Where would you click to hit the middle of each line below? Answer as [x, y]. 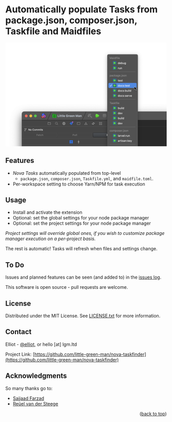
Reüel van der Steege [35, 403]
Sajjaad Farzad [28, 398]
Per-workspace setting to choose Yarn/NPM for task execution [79, 184]
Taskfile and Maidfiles [53, 31]
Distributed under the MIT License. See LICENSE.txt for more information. [83, 316]
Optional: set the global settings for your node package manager [81, 218]
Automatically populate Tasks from [81, 10]
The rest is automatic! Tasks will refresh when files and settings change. [81, 249]
